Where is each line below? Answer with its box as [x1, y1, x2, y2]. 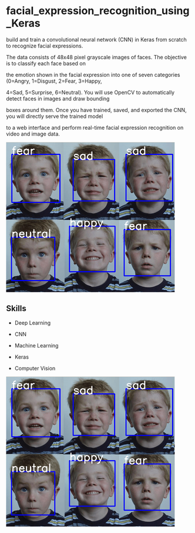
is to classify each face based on [6, 60, 86, 67]
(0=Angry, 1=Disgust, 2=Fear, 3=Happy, [6, 77, 102, 85]
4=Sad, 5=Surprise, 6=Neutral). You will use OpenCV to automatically [6, 89, 175, 96]
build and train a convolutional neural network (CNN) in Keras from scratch [6, 36, 187, 43]
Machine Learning [14, 342, 59, 349]
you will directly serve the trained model [6, 113, 103, 120]
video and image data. [6, 130, 60, 137]
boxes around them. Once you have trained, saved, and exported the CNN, [6, 106, 187, 113]
